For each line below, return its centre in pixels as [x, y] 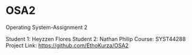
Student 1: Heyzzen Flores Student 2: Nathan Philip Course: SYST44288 [96, 39]
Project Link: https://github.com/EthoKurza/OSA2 [67, 45]
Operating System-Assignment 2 [46, 27]
